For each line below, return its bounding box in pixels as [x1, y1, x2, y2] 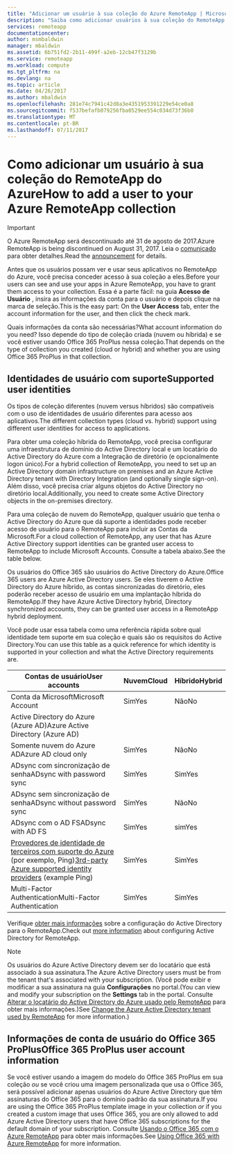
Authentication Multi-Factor [10, 893, 100, 902]
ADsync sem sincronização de [10, 789, 110, 799]
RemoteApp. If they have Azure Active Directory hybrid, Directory [7, 597, 192, 606]
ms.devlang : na [7, 74, 51, 82]
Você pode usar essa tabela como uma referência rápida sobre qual [7, 626, 201, 634]
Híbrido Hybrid [174, 676, 223, 686]
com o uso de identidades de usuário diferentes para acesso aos [7, 409, 193, 418]
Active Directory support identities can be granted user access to [7, 540, 194, 548]
